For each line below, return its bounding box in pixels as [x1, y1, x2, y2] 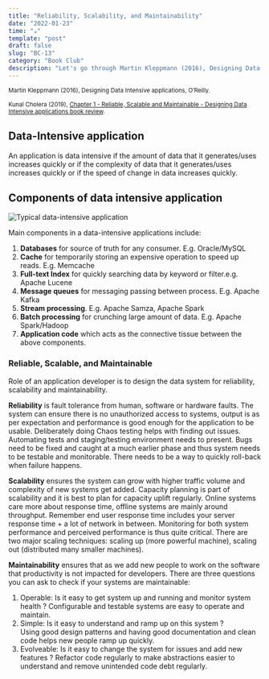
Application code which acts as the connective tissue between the [19, 329, 243, 339]
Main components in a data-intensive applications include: [8, 228, 202, 238]
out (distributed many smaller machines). [8, 544, 145, 554]
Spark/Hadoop [19, 321, 69, 330]
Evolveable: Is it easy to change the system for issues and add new [19, 644, 243, 653]
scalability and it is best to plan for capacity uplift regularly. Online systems [8, 493, 257, 503]
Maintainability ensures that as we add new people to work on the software [8, 560, 260, 569]
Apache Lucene [19, 278, 73, 288]
